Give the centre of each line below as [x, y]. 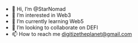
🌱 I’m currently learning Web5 [48, 21]
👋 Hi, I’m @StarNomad [39, 9]
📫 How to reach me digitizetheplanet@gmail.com [72, 34]
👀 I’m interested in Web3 [41, 15]
